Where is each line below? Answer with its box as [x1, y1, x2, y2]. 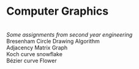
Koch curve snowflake [6, 50, 63, 57]
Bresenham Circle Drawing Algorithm [6, 37, 100, 45]
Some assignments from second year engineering [6, 31, 133, 38]
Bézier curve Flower [6, 57, 57, 64]
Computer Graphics [6, 4, 109, 18]
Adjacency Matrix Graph [6, 44, 68, 51]
